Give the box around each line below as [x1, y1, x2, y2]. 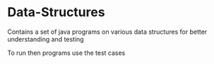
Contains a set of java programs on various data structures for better [7, 27, 208, 36]
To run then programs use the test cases [7, 49, 126, 57]
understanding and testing [7, 34, 84, 43]
